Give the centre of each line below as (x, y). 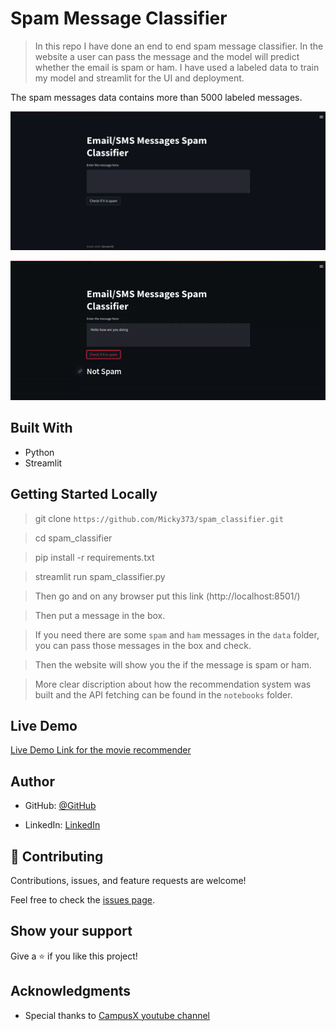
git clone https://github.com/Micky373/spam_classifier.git (159, 518)
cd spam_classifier (73, 538)
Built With (41, 428)
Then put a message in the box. (100, 615)
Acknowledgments (71, 991)
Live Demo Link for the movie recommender (101, 750)
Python (39, 452)
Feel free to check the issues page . (82, 900)
